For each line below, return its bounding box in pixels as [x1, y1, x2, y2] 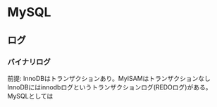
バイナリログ [7, 57, 51, 67]
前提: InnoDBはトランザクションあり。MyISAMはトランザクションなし [7, 74, 211, 82]
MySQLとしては [7, 92, 54, 100]
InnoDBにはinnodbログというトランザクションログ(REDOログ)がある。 [7, 82, 212, 92]
